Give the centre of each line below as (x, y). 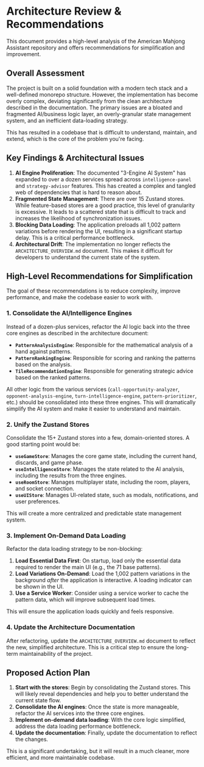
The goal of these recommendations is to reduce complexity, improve (93, 291)
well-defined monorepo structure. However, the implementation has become (102, 94)
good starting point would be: (43, 444)
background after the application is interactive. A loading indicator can (104, 580)
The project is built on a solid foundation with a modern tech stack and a (97, 88)
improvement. (24, 54)
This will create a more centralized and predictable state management (94, 513)
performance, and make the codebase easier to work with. (80, 297)
